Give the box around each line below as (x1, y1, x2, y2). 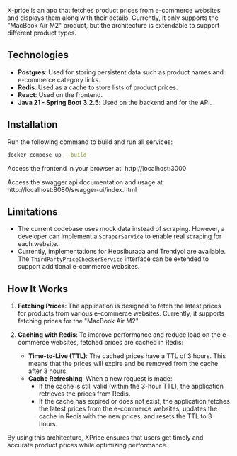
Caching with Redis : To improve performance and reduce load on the (17, 330, 221, 339)
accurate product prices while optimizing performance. (7, 441, 168, 450)
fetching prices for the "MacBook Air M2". (17, 317, 140, 326)
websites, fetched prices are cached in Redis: (50, 338, 184, 347)
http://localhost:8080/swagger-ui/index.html (7, 185, 137, 194)
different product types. (7, 28, 76, 37)
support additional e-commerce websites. (17, 262, 140, 271)
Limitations (7, 206, 58, 218)
